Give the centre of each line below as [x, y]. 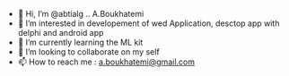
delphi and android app [61, 33]
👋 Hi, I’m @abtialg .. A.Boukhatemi [81, 14]
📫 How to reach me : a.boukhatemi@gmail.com [106, 62]
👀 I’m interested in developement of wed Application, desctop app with [149, 23]
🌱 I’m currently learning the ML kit [80, 42]
